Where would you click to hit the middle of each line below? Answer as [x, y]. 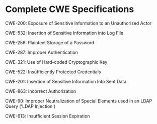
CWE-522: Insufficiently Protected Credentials [53, 72]
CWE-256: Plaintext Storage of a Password [50, 42]
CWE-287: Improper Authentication [42, 52]
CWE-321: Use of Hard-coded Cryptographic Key [56, 62]
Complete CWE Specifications [70, 9]
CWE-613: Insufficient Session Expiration [48, 116]
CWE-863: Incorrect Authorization [41, 91]
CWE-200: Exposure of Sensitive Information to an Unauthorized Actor [78, 23]
